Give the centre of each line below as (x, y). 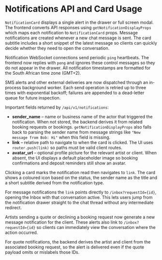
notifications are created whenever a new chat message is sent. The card (78, 38)
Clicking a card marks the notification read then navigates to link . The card (80, 172)
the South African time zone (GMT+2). (43, 73)
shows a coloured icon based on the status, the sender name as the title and (81, 178)
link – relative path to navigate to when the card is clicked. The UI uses (82, 142)
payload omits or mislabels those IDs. (42, 252)
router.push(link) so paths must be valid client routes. (67, 147)
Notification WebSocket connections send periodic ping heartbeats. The (77, 57)
